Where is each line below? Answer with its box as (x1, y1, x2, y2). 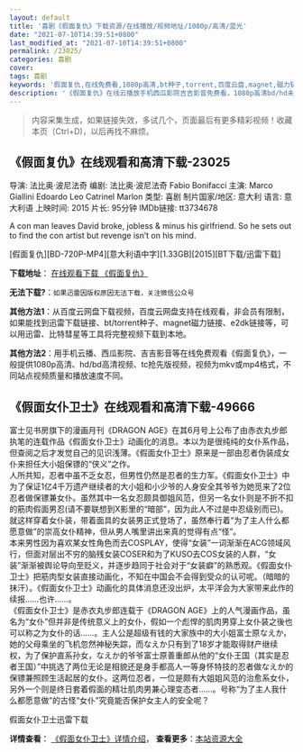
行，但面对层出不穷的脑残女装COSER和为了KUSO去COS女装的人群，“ (9, 548, 269, 559)
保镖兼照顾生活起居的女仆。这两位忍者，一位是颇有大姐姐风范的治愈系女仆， (9, 673, 294, 684)
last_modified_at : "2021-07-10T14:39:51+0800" (9, 38, 188, 48)
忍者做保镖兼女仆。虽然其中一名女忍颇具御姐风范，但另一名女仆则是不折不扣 (9, 493, 294, 503)
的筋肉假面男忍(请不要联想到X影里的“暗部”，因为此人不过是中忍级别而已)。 (9, 503, 289, 514)
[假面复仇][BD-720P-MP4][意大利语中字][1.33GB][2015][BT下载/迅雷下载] (9, 249, 281, 259)
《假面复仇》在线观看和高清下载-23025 (9, 154, 231, 169)
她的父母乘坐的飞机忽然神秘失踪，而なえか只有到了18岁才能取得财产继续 (9, 639, 279, 649)
